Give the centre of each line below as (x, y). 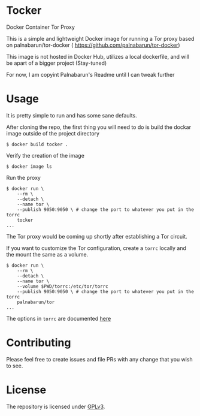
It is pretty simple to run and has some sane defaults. (72, 115)
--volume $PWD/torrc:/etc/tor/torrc (63, 286)
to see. (15, 366)
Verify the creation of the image (46, 155)
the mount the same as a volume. (47, 254)
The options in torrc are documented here (59, 318)
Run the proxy (23, 177)
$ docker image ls (29, 166)
